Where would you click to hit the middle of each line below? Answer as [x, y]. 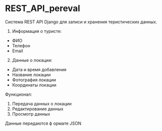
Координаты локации [34, 85]
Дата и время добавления [39, 69]
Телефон [21, 45]
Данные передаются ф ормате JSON [43, 123]
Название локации [31, 74]
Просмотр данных [31, 114]
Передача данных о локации [42, 103]
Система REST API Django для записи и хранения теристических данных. [81, 22]
